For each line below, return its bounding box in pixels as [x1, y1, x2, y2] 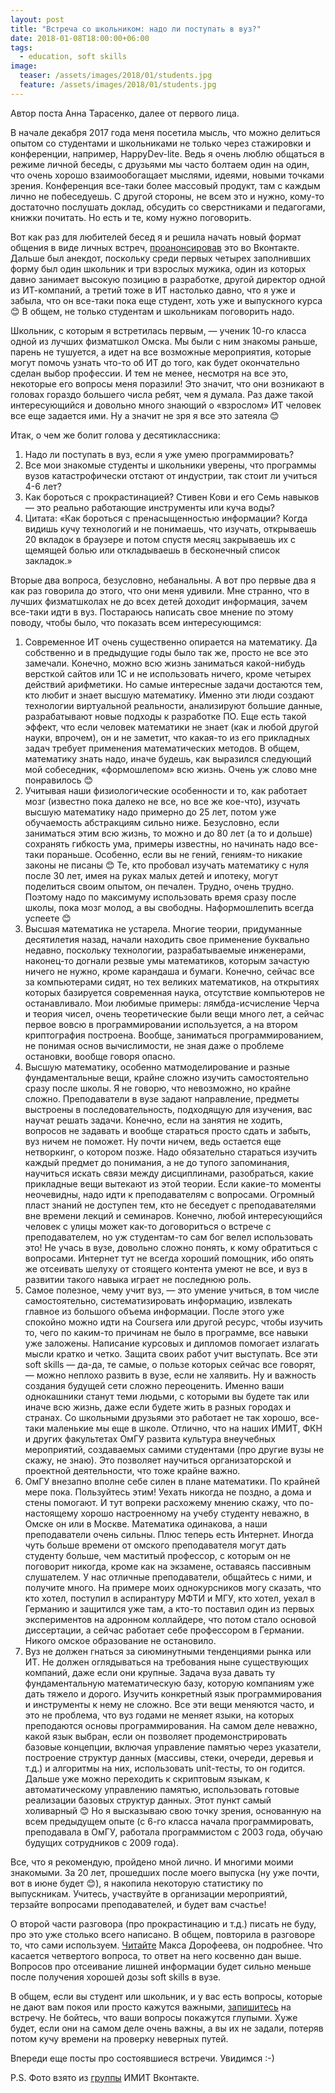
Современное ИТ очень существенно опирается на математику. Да [24, 636, 318, 648]
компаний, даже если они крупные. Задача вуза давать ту [24, 1666, 276, 1678]
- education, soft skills [19, 52, 128, 62]
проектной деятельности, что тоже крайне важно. [24, 1464, 241, 1476]
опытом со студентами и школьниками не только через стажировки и [10, 137, 312, 149]
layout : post [10, 14, 65, 25]
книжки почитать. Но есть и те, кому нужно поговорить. [10, 211, 252, 223]
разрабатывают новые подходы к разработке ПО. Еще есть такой [24, 710, 307, 722]
